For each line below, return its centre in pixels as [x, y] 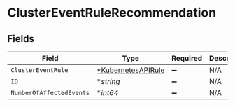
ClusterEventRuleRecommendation [112, 13]
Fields [21, 39]
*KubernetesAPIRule [131, 70]
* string [108, 81]
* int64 [108, 93]
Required [187, 58]
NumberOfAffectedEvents [50, 93]
